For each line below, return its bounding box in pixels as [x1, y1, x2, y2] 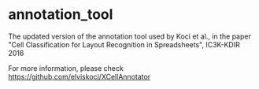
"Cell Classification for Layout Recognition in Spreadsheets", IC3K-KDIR [8, 39, 240, 49]
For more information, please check [8, 63, 124, 72]
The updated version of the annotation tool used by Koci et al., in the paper [8, 32, 252, 41]
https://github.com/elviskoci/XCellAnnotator [8, 72, 151, 81]
